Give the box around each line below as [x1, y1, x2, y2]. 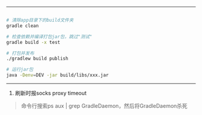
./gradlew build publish [6, 55, 69, 62]
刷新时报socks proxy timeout [14, 90, 87, 96]
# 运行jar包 [6, 67, 34, 73]
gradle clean [6, 22, 39, 29]
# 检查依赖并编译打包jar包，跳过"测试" [6, 34, 93, 40]
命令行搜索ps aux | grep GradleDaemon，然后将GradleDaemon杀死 [20, 102, 188, 109]
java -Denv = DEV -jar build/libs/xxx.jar [6, 72, 109, 78]
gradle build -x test [6, 39, 61, 45]
